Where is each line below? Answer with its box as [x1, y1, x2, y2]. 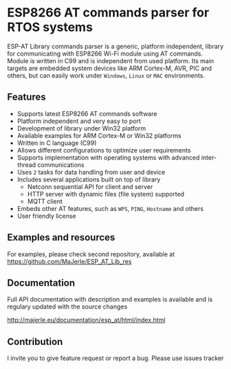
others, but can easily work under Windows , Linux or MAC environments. [7, 71, 205, 80]
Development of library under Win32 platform [16, 124, 146, 132]
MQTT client [27, 197, 63, 205]
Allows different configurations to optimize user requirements [16, 146, 191, 154]
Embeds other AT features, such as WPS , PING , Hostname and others [16, 204, 204, 212]
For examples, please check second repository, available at [7, 249, 175, 258]
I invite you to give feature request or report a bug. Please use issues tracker [7, 354, 224, 362]
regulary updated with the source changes [7, 302, 128, 311]
